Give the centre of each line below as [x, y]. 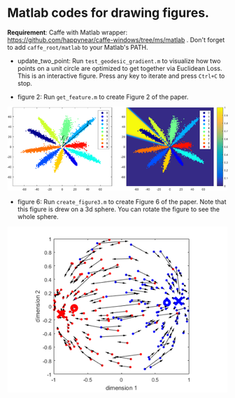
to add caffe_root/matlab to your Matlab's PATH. [78, 47]
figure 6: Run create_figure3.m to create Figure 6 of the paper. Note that [122, 201]
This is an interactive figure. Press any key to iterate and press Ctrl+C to [121, 76]
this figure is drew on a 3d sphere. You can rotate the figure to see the [119, 209]
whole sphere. [38, 216]
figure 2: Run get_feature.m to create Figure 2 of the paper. [103, 97]
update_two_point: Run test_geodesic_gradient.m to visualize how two [119, 60]
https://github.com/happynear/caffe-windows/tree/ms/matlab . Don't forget [116, 39]
